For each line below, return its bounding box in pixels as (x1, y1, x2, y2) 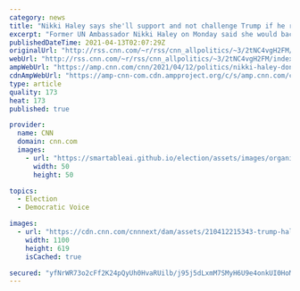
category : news (9, 12, 66, 22)
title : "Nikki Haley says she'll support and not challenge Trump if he (9, 21, 286, 30)
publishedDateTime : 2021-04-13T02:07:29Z (9, 37, 166, 47)
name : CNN (17, 129, 54, 138)
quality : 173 (9, 87, 58, 96)
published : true (9, 104, 70, 113)
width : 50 (32, 162, 70, 170)
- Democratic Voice (17, 203, 90, 212)
